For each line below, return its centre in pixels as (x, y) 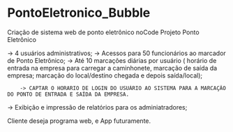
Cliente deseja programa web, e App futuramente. (79, 121)
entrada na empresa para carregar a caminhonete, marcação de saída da (112, 68)
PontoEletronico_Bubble (79, 13)
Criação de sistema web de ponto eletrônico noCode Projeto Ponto (104, 32)
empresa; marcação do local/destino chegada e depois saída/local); (105, 75)
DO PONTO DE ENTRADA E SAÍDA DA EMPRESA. (68, 94)
